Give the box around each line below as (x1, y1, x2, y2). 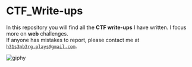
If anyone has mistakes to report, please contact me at (6, 36, 140, 43)
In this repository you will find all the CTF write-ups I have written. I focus (6, 24, 187, 31)
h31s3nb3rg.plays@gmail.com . (6, 43, 77, 50)
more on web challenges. (6, 30, 68, 37)
